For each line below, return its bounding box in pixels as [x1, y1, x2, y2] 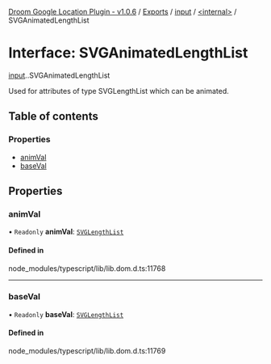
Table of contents [8, 109, 98, 124]
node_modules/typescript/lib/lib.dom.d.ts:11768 [8, 263, 166, 273]
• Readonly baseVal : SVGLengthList [8, 309, 124, 319]
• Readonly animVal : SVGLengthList [8, 226, 124, 237]
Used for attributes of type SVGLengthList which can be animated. [8, 86, 230, 95]
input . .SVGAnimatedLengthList [8, 70, 110, 80]
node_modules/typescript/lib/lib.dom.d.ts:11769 [8, 346, 166, 356]
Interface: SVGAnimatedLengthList [8, 44, 248, 62]
